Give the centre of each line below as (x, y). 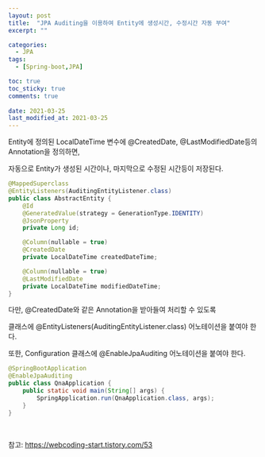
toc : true (25, 81)
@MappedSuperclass (38, 184)
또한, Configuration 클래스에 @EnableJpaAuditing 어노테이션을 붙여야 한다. (127, 354)
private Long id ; (51, 228)
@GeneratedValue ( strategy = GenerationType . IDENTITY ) (113, 213)
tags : (17, 60)
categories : (28, 45)
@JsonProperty (46, 221)
